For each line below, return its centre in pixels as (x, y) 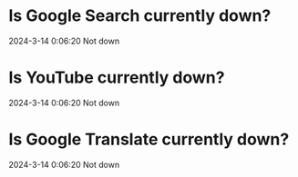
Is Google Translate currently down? (149, 139)
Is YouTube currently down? (117, 78)
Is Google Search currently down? (140, 16)
